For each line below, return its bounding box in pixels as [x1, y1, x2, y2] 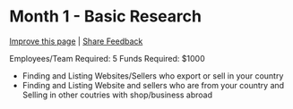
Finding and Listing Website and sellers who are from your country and [22, 80, 285, 90]
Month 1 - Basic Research [9, 6, 202, 27]
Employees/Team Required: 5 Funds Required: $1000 [9, 53, 205, 63]
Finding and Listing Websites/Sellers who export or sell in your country [22, 70, 284, 81]
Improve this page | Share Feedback [9, 36, 143, 46]
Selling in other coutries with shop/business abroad [22, 89, 213, 100]
